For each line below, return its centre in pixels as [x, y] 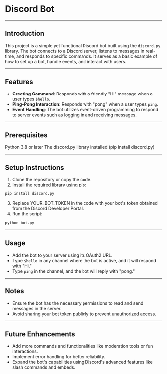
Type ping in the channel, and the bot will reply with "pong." [74, 271]
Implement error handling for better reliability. [59, 357]
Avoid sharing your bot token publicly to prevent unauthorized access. [84, 314]
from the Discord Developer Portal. [48, 209]
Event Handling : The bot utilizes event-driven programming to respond [85, 109]
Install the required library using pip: [49, 185]
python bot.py [20, 223]
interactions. [25, 351]
